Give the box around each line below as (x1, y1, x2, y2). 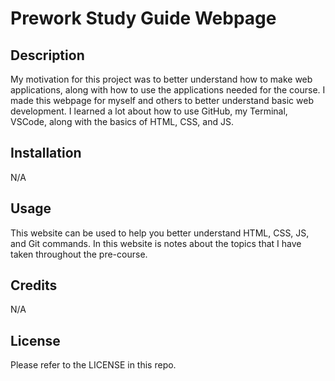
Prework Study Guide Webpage (10, 7, 277, 30)
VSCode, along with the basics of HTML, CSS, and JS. (10, 116, 234, 127)
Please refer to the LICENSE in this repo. (10, 359, 177, 371)
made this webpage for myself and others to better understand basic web (10, 95, 314, 106)
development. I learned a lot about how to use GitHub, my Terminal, (10, 105, 288, 117)
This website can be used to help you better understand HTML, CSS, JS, (10, 227, 310, 239)
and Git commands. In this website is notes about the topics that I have (10, 237, 302, 249)
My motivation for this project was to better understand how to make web (10, 73, 313, 85)
